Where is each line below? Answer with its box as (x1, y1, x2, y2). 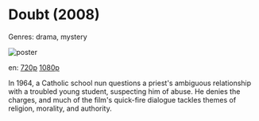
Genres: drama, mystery (8, 32, 87, 41)
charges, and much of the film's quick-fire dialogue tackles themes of (8, 95, 237, 104)
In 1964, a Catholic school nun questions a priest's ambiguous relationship (8, 78, 252, 88)
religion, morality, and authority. (8, 103, 113, 113)
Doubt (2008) (8, 6, 101, 24)
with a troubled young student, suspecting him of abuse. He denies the (8, 86, 241, 96)
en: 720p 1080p (8, 62, 60, 72)
